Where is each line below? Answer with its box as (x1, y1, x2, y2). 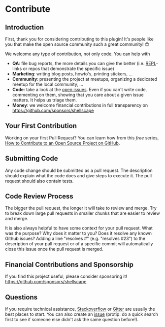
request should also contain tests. (5, 178, 74, 184)
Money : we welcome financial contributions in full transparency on (12, 102, 148, 108)
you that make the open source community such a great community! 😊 (5, 41, 150, 47)
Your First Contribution (5, 122, 77, 130)
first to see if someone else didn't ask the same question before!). (5, 317, 139, 323)
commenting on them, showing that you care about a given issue (12, 92, 144, 98)
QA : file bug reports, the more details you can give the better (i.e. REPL (12, 61, 156, 66)
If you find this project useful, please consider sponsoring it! (5, 273, 127, 279)
